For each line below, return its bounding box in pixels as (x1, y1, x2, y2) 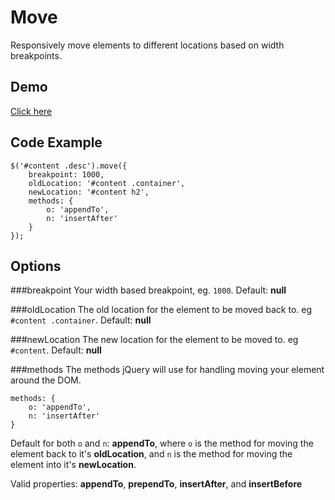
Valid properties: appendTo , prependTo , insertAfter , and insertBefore (10, 478, 303, 490)
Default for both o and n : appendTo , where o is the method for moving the (10, 437, 314, 450)
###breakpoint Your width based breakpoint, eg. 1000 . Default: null (10, 284, 287, 296)
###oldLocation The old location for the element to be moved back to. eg (10, 304, 313, 316)
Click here (10, 105, 53, 117)
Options (10, 257, 62, 275)
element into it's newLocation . (10, 459, 137, 471)
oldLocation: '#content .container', (28, 178, 186, 188)
